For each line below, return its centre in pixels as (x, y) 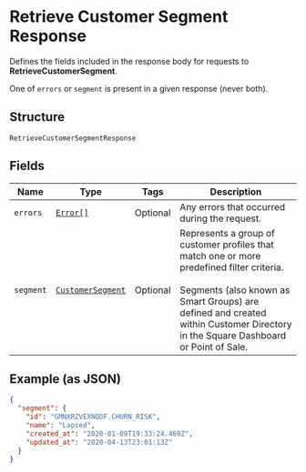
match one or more (220, 256)
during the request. (220, 218)
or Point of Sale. (214, 346)
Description (236, 191)
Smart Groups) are (219, 301)
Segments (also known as (235, 290)
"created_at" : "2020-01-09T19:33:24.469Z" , (110, 434)
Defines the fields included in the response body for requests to (129, 61)
